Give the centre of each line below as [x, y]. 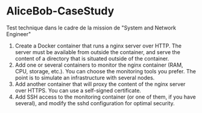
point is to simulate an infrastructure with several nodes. [85, 78]
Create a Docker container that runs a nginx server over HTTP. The [98, 46]
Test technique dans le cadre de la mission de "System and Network [91, 28]
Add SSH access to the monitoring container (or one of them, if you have [105, 97]
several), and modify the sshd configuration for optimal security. [95, 103]
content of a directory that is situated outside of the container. [92, 58]
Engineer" [19, 34]
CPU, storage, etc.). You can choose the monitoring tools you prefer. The [105, 71]
